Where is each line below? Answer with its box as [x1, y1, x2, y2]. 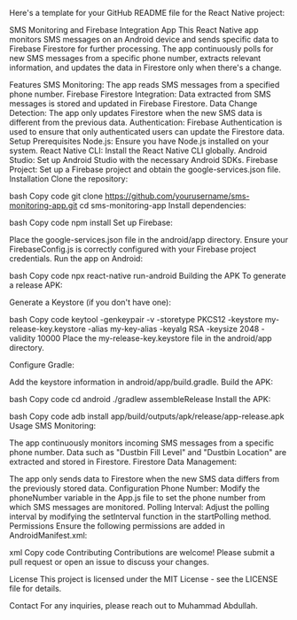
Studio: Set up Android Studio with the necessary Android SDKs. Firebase [9, 155, 278, 165]
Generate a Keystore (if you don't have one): [9, 297, 171, 307]
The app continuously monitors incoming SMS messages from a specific [9, 438, 275, 448]
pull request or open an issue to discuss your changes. [9, 557, 210, 567]
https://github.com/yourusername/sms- [105, 190, 250, 201]
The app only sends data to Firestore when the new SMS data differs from [9, 474, 279, 484]
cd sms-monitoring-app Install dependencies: [79, 200, 246, 211]
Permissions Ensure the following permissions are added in [9, 521, 225, 531]
